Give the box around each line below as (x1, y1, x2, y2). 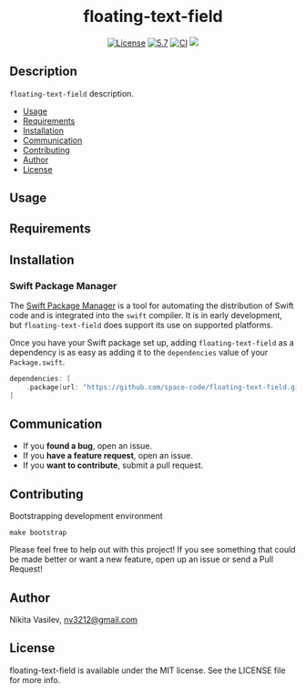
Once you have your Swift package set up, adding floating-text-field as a (9, 337, 294, 348)
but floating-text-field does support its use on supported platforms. (9, 320, 273, 331)
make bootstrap (9, 528, 67, 538)
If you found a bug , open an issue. (22, 440, 153, 451)
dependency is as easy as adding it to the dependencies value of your (9, 347, 269, 358)
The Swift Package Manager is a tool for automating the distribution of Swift (9, 300, 294, 311)
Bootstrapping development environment (9, 511, 164, 522)
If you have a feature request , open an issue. (22, 450, 194, 461)
